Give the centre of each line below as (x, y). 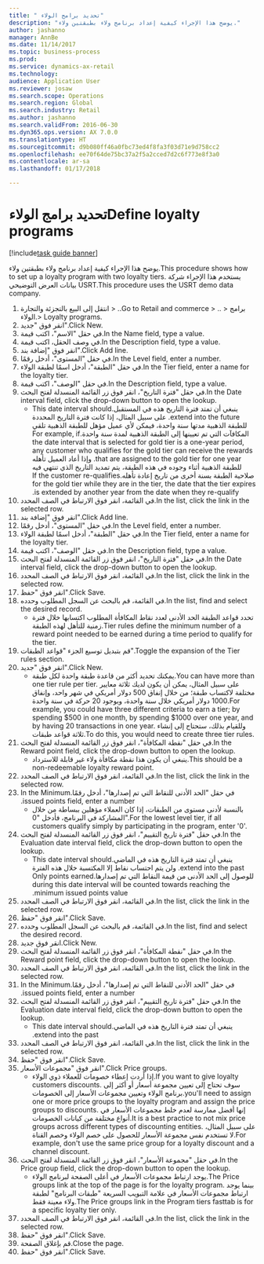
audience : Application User (55, 81)
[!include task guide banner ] (54, 253)
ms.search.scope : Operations (56, 96)
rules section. (42, 659)
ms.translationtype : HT (48, 139)
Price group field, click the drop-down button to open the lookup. (125, 1168)
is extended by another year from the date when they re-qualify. (136, 492)
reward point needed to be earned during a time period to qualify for (142, 634)
